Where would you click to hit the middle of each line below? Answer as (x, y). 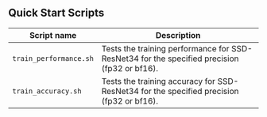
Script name (53, 35)
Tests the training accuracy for (159, 81)
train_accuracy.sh (47, 91)
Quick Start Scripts (56, 13)
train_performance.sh (53, 58)
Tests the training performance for (165, 48)
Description (178, 35)
